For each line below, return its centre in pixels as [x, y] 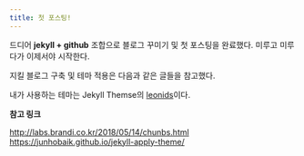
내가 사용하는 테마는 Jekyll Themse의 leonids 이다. [100, 94]
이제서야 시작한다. [58, 56]
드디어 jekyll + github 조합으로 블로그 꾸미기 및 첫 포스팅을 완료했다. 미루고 [143, 44]
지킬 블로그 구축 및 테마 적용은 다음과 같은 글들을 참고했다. [112, 75]
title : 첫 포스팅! [41, 18]
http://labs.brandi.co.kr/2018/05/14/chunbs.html [99, 132]
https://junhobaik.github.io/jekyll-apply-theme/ [97, 141]
